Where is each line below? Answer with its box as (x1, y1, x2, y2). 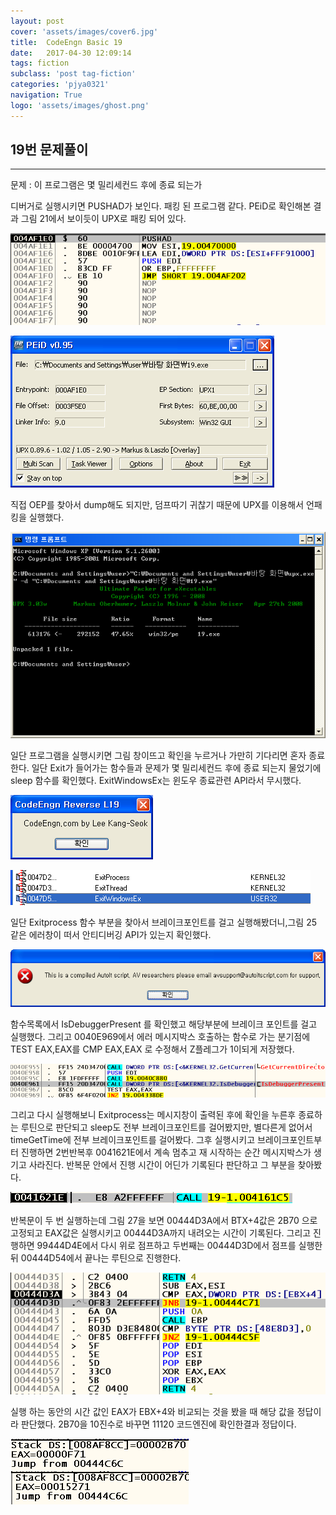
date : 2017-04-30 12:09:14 (10, 48, 132, 58)
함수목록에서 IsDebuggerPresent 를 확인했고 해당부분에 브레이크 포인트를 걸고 (10, 1018, 318, 1030)
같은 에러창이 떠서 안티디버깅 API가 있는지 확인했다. (10, 928, 212, 940)
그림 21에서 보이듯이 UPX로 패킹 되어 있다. (20, 213, 187, 225)
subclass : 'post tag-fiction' (10, 69, 137, 79)
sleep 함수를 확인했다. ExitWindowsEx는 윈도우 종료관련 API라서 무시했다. (10, 774, 302, 786)
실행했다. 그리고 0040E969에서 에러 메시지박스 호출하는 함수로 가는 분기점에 (10, 1031, 311, 1043)
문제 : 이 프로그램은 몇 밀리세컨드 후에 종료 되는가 (10, 179, 203, 191)
